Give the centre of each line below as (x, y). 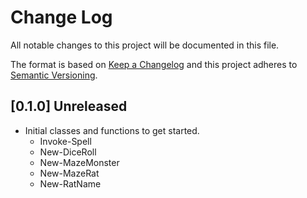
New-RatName (70, 183)
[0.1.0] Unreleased (69, 106)
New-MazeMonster (79, 162)
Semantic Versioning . (54, 75)
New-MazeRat (69, 173)
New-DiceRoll (68, 152)
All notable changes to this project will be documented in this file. (145, 45)
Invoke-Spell (65, 141)
